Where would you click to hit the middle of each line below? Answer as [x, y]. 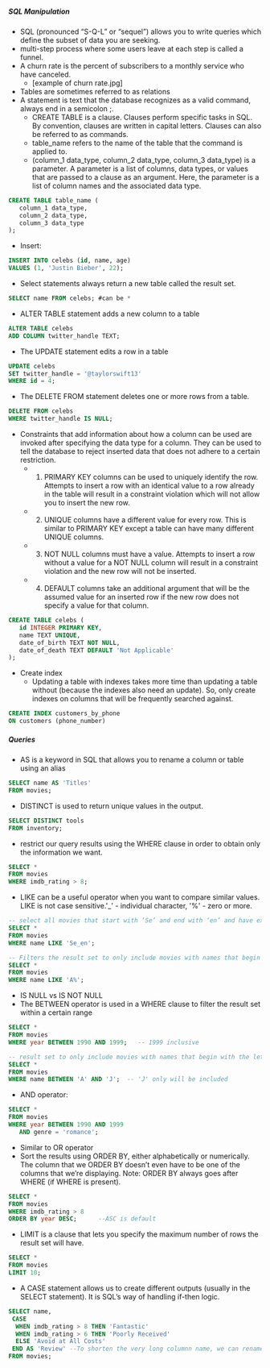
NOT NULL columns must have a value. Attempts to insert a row [149, 554]
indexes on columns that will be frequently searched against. [133, 699]
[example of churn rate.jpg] [77, 83]
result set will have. [52, 1243]
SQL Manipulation [39, 11]
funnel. [32, 57]
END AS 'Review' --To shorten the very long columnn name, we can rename [138, 1349]
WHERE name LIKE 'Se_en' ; [51, 943]
